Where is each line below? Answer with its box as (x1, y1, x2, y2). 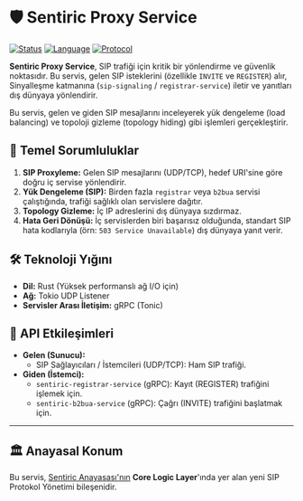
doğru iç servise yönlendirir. (22, 176, 127, 187)
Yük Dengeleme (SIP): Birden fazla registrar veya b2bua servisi (22, 186, 261, 197)
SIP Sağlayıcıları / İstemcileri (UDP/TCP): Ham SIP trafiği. (35, 359, 246, 371)
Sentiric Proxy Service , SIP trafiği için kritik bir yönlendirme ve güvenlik (9, 61, 277, 71)
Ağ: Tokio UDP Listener (22, 290, 110, 301)
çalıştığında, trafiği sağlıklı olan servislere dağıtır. (22, 195, 203, 206)
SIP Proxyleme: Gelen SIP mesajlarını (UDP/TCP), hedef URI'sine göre (22, 166, 283, 177)
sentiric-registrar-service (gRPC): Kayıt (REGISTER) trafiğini (35, 379, 270, 390)
